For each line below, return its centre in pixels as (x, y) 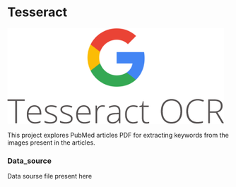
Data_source (29, 161)
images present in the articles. (51, 143)
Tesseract (37, 12)
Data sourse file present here (50, 176)
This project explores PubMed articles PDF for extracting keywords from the (118, 135)
